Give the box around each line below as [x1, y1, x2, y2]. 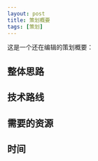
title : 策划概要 [7, 17, 50, 24]
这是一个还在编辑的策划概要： [7, 43, 93, 52]
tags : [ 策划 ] [7, 23, 43, 30]
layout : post [7, 10, 45, 17]
